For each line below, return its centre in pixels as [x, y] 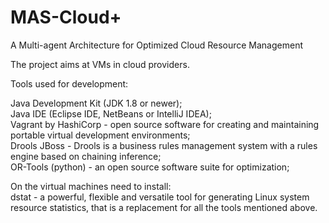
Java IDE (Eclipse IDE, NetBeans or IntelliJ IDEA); [111, 113]
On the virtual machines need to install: [91, 186]
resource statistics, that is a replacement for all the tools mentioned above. [164, 207]
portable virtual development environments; [100, 135]
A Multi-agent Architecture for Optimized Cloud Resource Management [156, 45]
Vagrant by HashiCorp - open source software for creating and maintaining [165, 124]
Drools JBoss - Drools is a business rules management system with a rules [164, 145]
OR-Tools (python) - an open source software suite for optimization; [150, 167]
